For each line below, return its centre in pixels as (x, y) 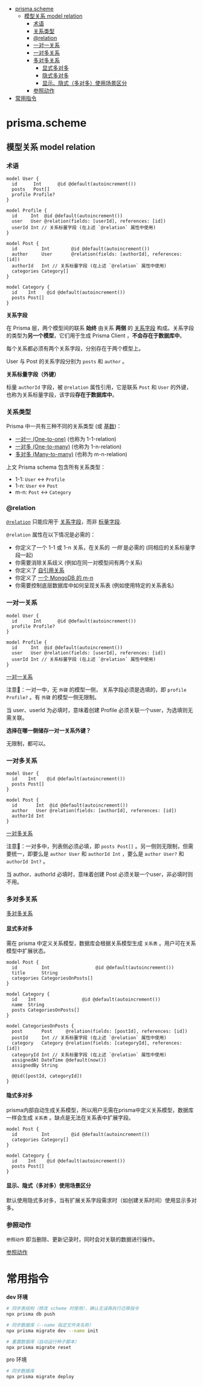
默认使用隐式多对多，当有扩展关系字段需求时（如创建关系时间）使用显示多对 (101, 1200)
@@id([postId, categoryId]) (47, 1076)
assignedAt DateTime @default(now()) (59, 1060)
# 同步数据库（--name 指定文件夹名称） (50, 1325)
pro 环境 (17, 1360)
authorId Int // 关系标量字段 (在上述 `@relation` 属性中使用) (89, 266)
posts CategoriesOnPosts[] (46, 1010)
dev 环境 (17, 1297)
